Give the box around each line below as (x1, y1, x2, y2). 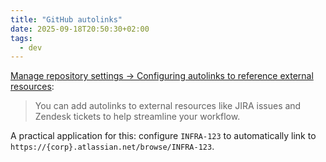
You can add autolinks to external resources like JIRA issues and (34, 100, 302, 112)
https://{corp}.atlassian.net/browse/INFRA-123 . (10, 141, 215, 153)
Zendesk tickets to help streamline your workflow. (34, 111, 241, 123)
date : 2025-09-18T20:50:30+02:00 (10, 24, 150, 34)
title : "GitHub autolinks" (10, 14, 123, 25)
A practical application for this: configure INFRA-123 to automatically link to (10, 130, 317, 142)
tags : (10, 33, 33, 43)
